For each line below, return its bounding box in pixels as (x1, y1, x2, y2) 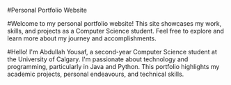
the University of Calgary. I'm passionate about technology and (7, 55, 189, 63)
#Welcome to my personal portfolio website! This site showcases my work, (7, 20, 222, 27)
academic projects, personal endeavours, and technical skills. (7, 70, 184, 78)
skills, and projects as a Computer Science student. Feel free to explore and (7, 27, 225, 35)
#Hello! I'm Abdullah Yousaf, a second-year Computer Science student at (7, 48, 218, 56)
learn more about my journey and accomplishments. (7, 34, 157, 42)
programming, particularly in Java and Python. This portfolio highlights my (7, 63, 220, 70)
